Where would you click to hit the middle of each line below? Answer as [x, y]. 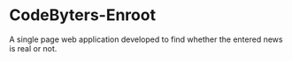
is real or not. [33, 48]
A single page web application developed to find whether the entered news [146, 39]
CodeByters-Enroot [83, 15]
